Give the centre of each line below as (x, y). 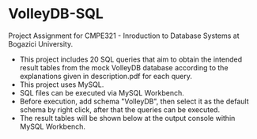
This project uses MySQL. (62, 85)
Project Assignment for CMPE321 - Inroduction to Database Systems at (124, 36)
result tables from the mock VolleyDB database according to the (124, 67)
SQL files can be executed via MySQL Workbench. (102, 92)
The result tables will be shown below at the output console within (127, 118)
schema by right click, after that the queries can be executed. (119, 109)
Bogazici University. (41, 43)
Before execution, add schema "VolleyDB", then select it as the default (134, 101)
